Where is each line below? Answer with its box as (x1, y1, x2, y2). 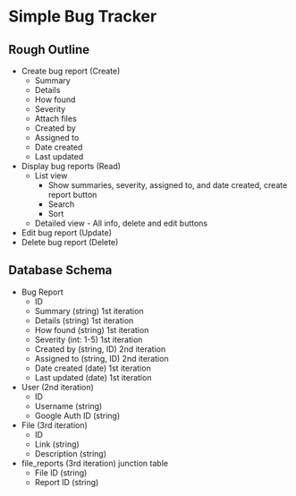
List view (34, 170, 68, 181)
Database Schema (8, 262, 113, 278)
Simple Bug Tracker (8, 6, 157, 27)
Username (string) (34, 400, 103, 411)
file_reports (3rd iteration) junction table (21, 458, 169, 468)
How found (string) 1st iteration (34, 324, 149, 335)
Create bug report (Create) (21, 65, 121, 76)
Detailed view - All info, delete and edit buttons (34, 218, 207, 228)
